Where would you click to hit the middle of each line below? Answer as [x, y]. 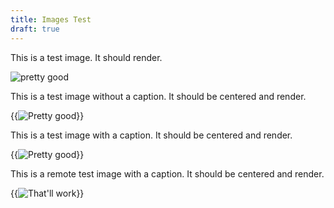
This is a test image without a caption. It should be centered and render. [158, 96]
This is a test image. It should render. [86, 57]
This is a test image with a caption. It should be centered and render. [151, 135]
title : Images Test [51, 19]
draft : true [35, 29]
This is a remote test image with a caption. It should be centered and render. [167, 173]
